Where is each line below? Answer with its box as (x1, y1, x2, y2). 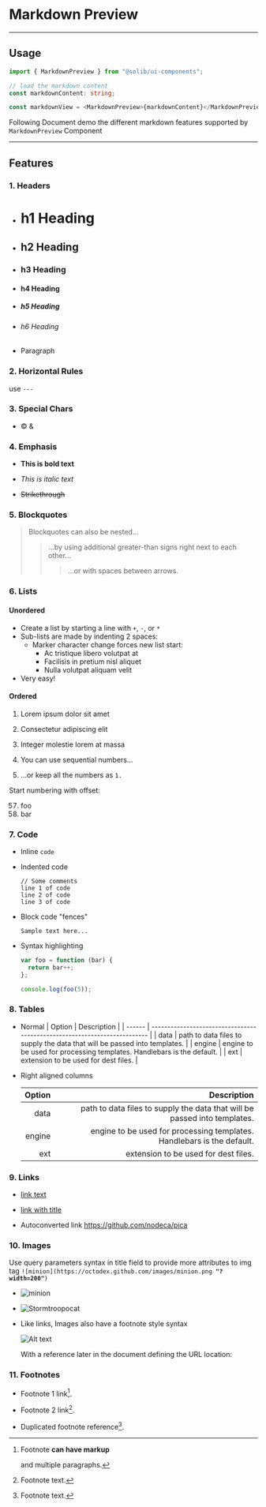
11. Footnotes (9, 1370, 61, 1381)
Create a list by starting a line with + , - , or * (20, 623, 161, 632)
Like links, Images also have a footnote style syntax (20, 1319, 188, 1329)
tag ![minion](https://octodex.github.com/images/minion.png (9, 1266, 212, 1276)
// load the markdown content (9, 81, 109, 90)
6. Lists (9, 586, 38, 597)
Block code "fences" (20, 912, 88, 921)
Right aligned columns (20, 1070, 93, 1080)
